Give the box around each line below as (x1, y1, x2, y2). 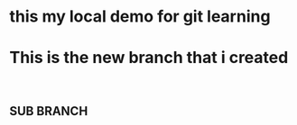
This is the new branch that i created (9, 48, 289, 68)
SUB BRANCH (9, 103, 88, 119)
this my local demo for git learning (9, 6, 271, 27)
